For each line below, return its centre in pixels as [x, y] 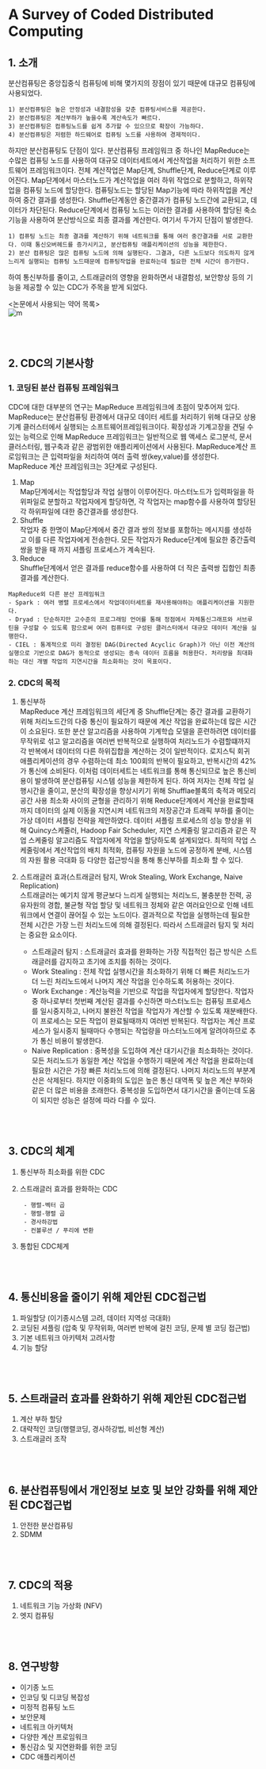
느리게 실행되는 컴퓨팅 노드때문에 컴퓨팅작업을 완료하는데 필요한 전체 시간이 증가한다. [129, 261]
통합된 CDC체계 [44, 1246]
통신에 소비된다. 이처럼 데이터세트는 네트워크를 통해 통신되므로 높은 [132, 771]
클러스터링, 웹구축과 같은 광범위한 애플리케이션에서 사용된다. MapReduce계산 [128, 446]
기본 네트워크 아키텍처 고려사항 [67, 1337]
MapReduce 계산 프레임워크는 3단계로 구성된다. [83, 466]
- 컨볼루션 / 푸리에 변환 [59, 1230]
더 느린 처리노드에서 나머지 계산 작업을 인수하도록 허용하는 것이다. [133, 981]
